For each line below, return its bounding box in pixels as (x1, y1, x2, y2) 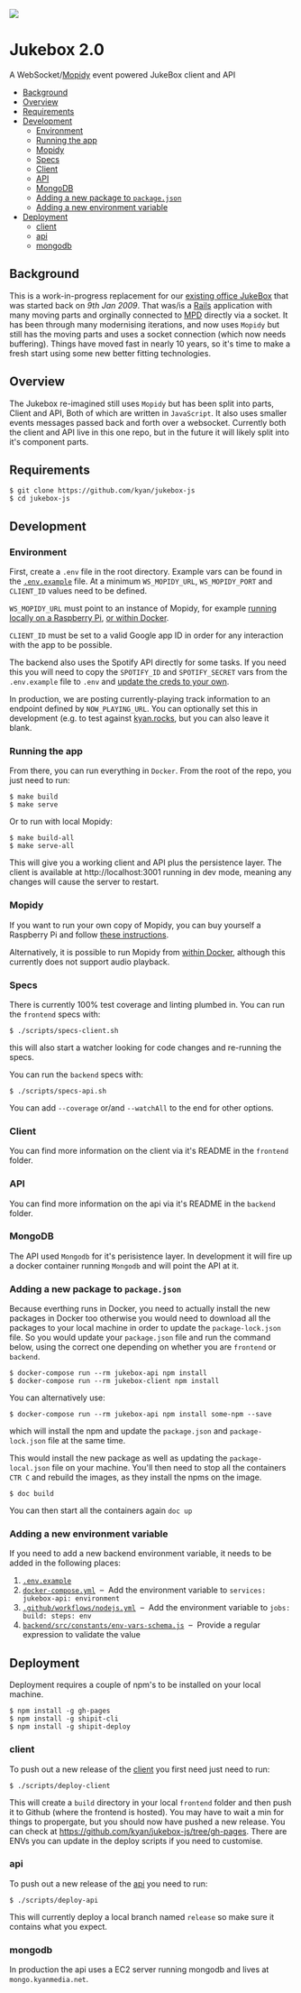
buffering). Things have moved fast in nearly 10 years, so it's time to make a (9, 338, 291, 349)
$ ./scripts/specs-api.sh (9, 1086, 106, 1095)
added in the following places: (9, 1557, 122, 1569)
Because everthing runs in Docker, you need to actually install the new (9, 1304, 270, 1315)
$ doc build (9, 1490, 54, 1499)
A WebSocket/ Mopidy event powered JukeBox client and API (9, 69, 236, 80)
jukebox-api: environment (22, 1594, 120, 1603)
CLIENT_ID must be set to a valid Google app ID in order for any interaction (9, 630, 284, 641)
